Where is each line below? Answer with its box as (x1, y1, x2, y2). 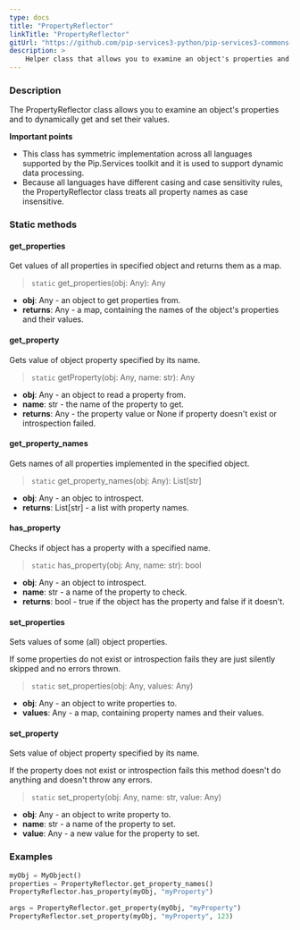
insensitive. (21, 196, 64, 207)
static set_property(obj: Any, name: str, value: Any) (30, 792, 221, 803)
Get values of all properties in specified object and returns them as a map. (9, 260, 282, 271)
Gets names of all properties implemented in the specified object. (9, 458, 250, 469)
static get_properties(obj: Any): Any (30, 278, 167, 289)
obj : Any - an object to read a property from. (21, 389, 187, 400)
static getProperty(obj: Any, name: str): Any (30, 372, 196, 383)
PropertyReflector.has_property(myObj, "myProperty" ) (9, 887, 214, 897)
